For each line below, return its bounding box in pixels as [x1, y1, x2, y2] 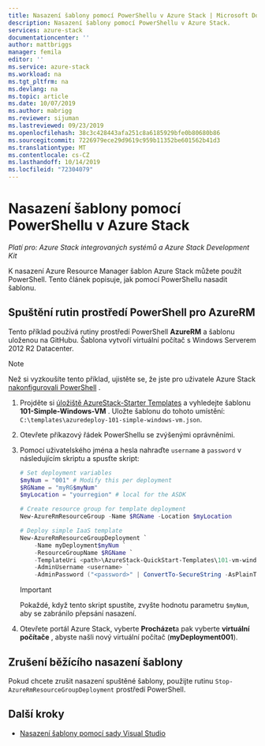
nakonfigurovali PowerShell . [8, 382, 101, 392]
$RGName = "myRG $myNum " [19, 483, 99, 492]
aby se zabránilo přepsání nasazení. [19, 609, 136, 618]
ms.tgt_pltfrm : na [8, 77, 69, 85]
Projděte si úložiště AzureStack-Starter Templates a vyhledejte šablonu [19, 398, 251, 407]
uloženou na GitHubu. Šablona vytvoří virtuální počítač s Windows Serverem [8, 335, 256, 344]
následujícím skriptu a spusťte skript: [19, 453, 140, 463]
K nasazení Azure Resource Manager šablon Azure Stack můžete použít [8, 266, 242, 276]
